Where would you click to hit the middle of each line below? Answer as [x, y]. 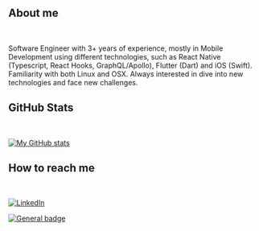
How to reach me [51, 168]
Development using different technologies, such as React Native [115, 56]
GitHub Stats [41, 108]
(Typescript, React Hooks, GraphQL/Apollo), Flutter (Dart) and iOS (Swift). [130, 65]
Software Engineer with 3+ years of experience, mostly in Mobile [116, 48]
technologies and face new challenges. [73, 82]
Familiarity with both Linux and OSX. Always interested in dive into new [126, 74]
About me [33, 13]
